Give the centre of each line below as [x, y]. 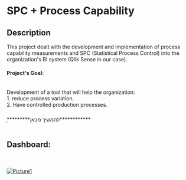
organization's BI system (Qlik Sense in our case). [67, 59]
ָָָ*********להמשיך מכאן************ [49, 120]
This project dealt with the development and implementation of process [94, 47]
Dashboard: [29, 144]
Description [29, 33]
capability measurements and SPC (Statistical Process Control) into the [93, 53]
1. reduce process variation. [40, 99]
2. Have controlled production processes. [57, 105]
